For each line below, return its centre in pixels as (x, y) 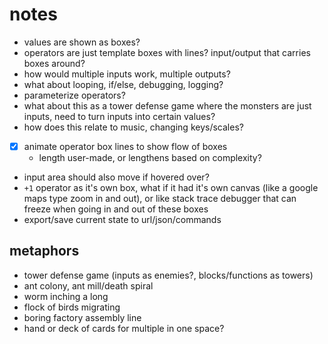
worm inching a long (66, 296)
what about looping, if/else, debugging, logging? (123, 84)
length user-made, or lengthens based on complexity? (150, 157)
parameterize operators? (74, 95)
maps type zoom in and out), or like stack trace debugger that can (160, 198)
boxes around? (54, 63)
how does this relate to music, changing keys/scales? (133, 127)
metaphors (44, 251)
